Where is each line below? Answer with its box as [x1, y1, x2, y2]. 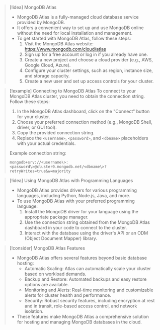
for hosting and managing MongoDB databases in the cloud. [17, 319, 142, 325]
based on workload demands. [24, 271, 87, 277]
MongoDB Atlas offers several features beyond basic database [17, 255, 147, 261]
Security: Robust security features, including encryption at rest [24, 298, 155, 303]
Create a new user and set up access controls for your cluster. [24, 78, 154, 84]
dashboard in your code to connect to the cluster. [24, 225, 127, 230]
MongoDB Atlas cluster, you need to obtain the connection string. [9, 93, 145, 99]
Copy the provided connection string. [17, 130, 95, 135]
